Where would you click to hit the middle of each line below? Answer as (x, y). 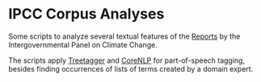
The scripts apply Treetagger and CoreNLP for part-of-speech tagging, (126, 60)
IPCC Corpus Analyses (86, 14)
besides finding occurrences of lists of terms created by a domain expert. (131, 68)
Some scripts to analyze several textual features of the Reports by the (124, 36)
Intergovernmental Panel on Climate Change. (83, 44)
